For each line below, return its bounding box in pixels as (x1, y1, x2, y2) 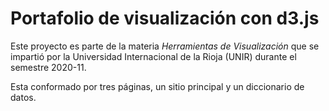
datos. (10, 91, 37, 103)
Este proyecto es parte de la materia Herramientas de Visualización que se (10, 40, 320, 52)
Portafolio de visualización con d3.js (10, 7, 320, 30)
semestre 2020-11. (10, 61, 87, 73)
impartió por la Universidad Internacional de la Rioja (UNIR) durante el (10, 50, 297, 62)
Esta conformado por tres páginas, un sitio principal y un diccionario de (10, 80, 305, 92)
